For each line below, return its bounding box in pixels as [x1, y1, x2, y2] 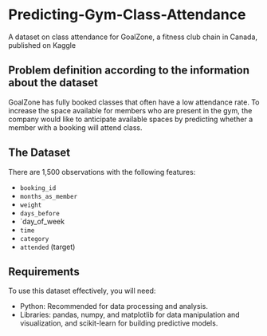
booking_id [19, 184, 57, 192]
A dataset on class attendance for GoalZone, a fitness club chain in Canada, [8, 32, 257, 42]
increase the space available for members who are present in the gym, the [8, 105, 253, 115]
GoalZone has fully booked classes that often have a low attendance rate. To [8, 97, 260, 107]
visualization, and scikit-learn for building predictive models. [19, 318, 218, 328]
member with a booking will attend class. [8, 122, 143, 132]
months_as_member [19, 192, 78, 200]
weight [19, 201, 42, 209]
